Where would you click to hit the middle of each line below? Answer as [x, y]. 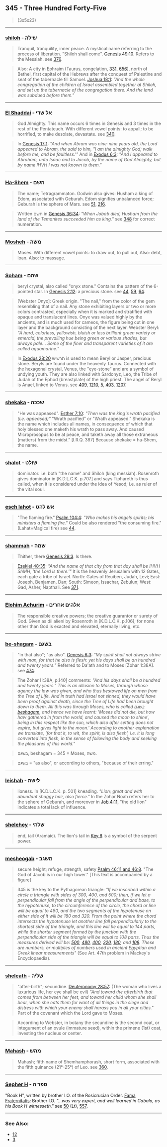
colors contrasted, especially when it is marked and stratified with [85, 312]
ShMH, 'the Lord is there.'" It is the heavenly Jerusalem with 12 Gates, [88, 571]
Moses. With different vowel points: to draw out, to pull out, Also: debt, [89, 253]
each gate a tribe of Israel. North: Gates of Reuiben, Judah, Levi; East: [89, 577]
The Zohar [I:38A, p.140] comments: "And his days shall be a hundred [89, 680]
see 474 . [26, 671]
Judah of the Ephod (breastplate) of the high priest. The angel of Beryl [89, 380]
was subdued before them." [46, 95]
